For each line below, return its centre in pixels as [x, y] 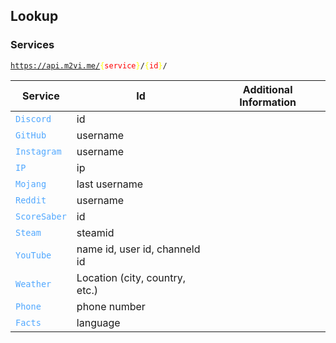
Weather [33, 283]
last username [109, 184]
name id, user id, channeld [138, 249]
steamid [95, 232]
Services [32, 45]
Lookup [34, 16]
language [98, 322]
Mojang [31, 183]
